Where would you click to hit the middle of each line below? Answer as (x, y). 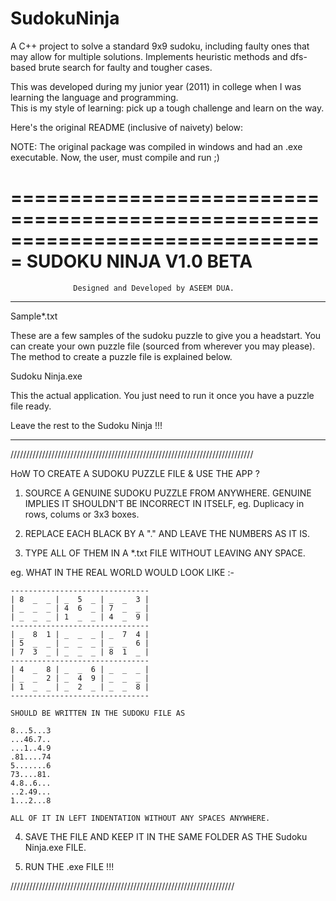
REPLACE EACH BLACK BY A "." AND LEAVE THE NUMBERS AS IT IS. (167, 533)
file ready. (31, 406)
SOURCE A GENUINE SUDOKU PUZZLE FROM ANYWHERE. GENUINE (168, 493)
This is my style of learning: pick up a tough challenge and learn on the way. (167, 108)
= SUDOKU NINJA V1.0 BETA (131, 261)
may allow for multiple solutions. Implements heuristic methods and (149, 56)
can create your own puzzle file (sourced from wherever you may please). (163, 346)
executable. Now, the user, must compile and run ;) (115, 157)
